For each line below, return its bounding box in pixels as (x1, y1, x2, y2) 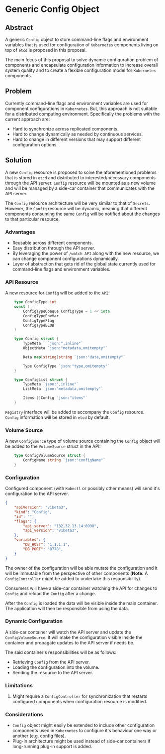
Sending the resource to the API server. (12, 669, 93, 675)
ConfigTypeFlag (23, 318, 55, 323)
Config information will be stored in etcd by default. (5, 414, 110, 420)
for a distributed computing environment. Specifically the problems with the (5, 111, 160, 117)
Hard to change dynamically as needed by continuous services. (12, 131, 143, 137)
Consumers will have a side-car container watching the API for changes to (5, 585, 158, 591)
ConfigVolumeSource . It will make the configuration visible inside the (5, 634, 143, 640)
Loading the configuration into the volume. (12, 664, 100, 670)
